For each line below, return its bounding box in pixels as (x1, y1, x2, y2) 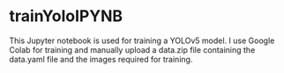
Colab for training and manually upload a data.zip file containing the (9, 44, 256, 55)
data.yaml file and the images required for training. (9, 54, 193, 64)
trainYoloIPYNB (9, 6, 123, 26)
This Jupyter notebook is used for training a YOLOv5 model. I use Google (9, 35, 275, 46)
